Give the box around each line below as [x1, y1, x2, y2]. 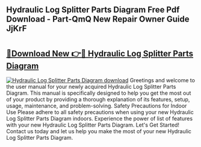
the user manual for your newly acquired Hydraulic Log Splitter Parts [6, 83, 176, 90]
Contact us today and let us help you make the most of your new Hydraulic [6, 128, 191, 134]
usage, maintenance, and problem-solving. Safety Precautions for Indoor [6, 102, 187, 109]
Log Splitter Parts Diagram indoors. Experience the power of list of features [6, 115, 193, 122]
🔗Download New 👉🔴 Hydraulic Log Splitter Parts [6, 48, 194, 59]
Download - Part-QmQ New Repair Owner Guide [6, 14, 190, 25]
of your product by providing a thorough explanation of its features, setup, [6, 96, 190, 103]
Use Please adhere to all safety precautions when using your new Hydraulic [6, 109, 194, 116]
